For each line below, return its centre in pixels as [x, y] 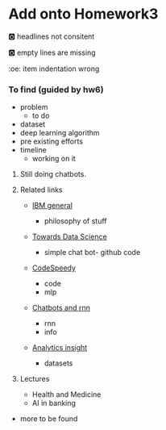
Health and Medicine [66, 395]
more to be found [49, 419]
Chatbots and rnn [61, 308]
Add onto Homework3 [83, 14]
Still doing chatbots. [53, 174]
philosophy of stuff [75, 221]
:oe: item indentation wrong [54, 69]
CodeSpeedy [54, 268]
